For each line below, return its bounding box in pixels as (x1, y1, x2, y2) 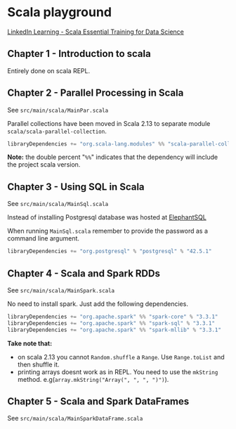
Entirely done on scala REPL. (7, 66, 90, 75)
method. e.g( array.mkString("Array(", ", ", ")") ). (17, 375, 169, 383)
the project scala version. (7, 160, 81, 169)
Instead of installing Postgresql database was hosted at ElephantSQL (7, 213, 207, 222)
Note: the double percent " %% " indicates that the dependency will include (7, 153, 218, 162)
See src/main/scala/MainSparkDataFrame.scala (7, 414, 143, 423)
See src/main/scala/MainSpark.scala (7, 286, 115, 294)
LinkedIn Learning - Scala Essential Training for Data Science (7, 27, 184, 36)
